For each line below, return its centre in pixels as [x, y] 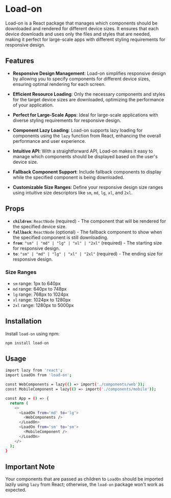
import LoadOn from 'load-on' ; [39, 375]
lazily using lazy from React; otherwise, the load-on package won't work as [85, 485]
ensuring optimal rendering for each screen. [59, 84]
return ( [19, 403]
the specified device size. [40, 226]
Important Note [30, 467]
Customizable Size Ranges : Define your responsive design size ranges [88, 187]
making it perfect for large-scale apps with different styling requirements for [86, 39]
